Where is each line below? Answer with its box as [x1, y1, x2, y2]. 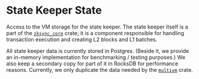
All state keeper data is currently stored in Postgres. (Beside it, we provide [6, 47, 189, 54]
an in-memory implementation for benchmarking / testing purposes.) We [6, 53, 186, 61]
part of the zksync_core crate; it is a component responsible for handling [6, 29, 185, 36]
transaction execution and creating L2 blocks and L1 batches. [6, 36, 158, 43]
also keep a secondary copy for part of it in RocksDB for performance [6, 60, 179, 67]
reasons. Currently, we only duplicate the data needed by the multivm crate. [6, 66, 193, 73]
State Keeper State [6, 4, 102, 17]
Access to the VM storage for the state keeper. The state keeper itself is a [6, 23, 189, 30]
